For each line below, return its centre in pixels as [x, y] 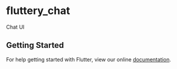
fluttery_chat [38, 11]
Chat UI [15, 27]
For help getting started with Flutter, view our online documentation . [88, 59]
